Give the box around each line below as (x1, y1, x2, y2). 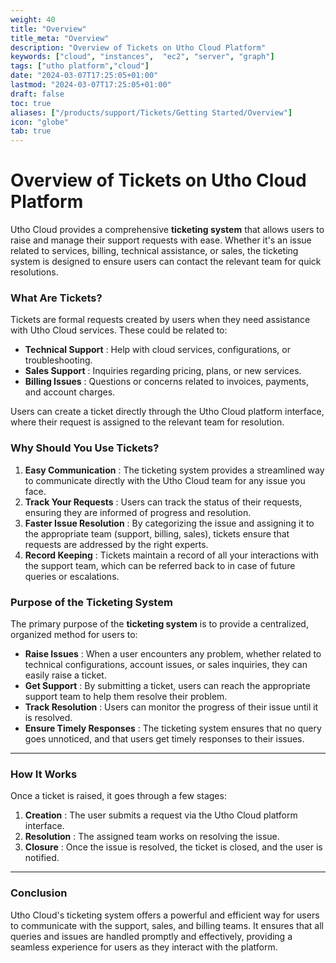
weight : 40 (10, 14, 56, 25)
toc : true (10, 98, 52, 108)
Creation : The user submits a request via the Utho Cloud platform (24, 809, 298, 821)
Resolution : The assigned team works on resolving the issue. (24, 831, 280, 843)
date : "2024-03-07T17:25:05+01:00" (10, 71, 159, 81)
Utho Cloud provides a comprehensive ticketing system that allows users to (10, 224, 325, 236)
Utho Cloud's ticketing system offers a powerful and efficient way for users (10, 909, 320, 921)
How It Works (10, 767, 78, 781)
